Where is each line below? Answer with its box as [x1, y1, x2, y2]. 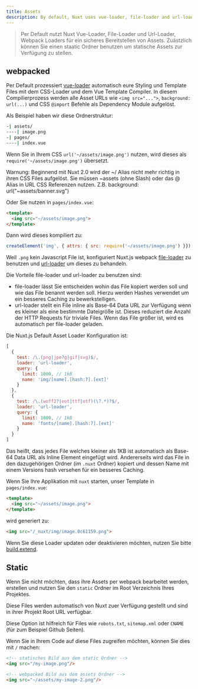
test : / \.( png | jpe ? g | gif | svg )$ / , [16, 355, 99, 361]
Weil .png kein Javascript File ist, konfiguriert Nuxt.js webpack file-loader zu [6, 254, 192, 261]
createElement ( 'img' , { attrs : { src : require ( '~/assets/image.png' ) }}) [6, 243, 192, 249]
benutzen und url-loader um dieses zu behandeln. [6, 260, 128, 267]
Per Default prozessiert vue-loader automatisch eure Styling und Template [6, 82, 187, 89]
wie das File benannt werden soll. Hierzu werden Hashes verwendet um [14, 289, 189, 296]
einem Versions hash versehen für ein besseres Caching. [6, 466, 145, 474]
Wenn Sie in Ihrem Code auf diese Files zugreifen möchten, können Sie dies [6, 638, 190, 645]
